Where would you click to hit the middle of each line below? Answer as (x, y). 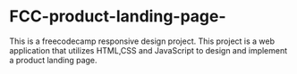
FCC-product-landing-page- (118, 16)
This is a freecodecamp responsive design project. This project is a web (142, 41)
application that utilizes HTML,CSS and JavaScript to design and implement (148, 50)
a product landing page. (53, 60)
